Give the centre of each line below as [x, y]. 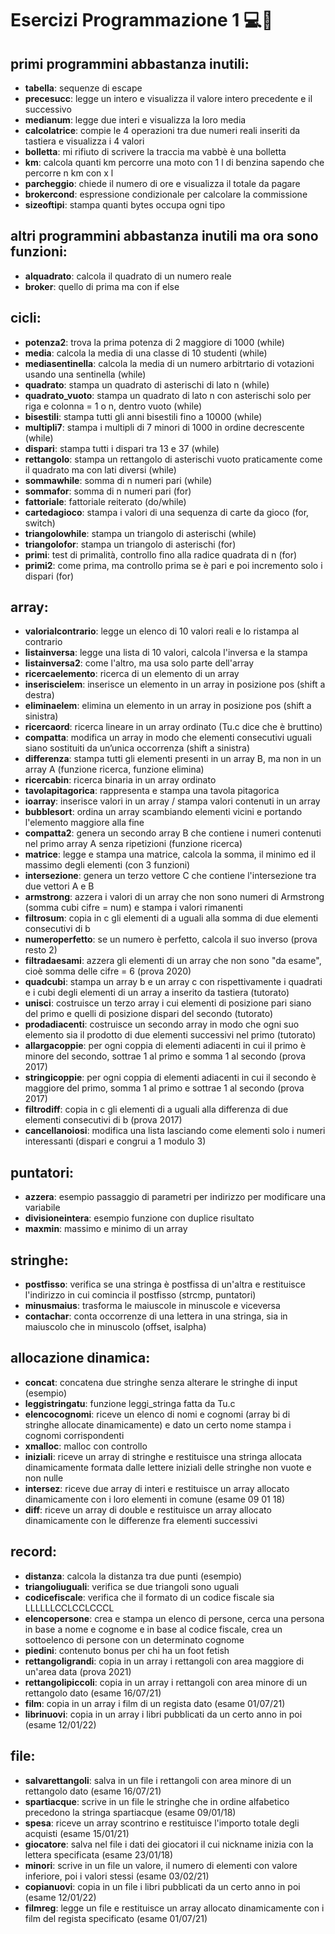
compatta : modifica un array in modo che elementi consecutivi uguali [168, 738]
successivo [48, 109]
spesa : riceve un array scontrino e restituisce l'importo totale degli [162, 1823]
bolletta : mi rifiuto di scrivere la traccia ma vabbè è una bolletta [155, 151]
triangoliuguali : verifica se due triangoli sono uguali [132, 1586]
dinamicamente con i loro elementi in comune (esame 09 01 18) [155, 1499]
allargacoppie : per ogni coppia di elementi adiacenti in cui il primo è [165, 1046]
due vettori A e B [59, 886]
